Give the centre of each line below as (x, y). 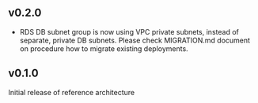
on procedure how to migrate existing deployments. (104, 48)
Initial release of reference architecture (72, 92)
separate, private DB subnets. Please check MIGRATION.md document (135, 40)
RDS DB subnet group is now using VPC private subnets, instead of (129, 31)
